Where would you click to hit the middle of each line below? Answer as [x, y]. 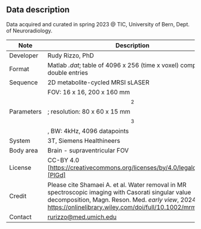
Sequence [24, 82]
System [20, 141]
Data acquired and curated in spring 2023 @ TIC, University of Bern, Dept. [98, 24]
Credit [18, 196]
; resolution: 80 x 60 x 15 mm [89, 111]
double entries [68, 72]
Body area [24, 150]
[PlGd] [57, 175]
